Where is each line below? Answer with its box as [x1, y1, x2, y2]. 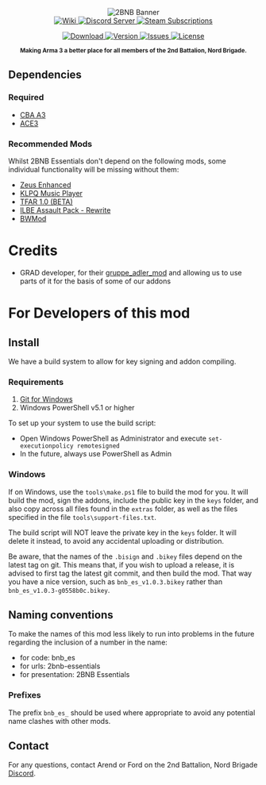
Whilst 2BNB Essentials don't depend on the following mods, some [8, 156, 226, 166]
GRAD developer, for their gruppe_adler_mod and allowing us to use [19, 267, 242, 277]
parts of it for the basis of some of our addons [19, 276, 172, 286]
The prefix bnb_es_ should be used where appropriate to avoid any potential [8, 707, 256, 718]
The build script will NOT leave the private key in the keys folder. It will [8, 528, 237, 537]
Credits [8, 242, 58, 260]
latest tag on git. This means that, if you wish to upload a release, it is [8, 560, 235, 569]
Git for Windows [19, 394, 73, 404]
